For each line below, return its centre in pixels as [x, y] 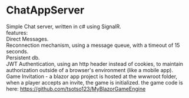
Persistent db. [23, 58]
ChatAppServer [45, 10]
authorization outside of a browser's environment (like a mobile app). [90, 70]
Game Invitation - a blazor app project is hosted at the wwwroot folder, [92, 76]
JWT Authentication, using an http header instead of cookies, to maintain [95, 64]
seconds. [17, 51]
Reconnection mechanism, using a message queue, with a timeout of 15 [93, 45]
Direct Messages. [27, 39]
